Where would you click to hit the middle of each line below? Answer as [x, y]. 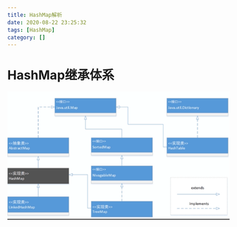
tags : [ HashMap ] [31, 30]
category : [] [26, 37]
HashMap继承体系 [61, 75]
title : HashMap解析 [35, 15]
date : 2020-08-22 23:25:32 [47, 22]
